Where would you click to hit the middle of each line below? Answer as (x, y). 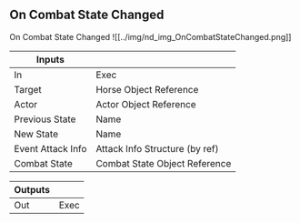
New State (36, 134)
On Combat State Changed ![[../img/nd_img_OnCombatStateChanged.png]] (150, 36)
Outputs (32, 189)
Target (28, 89)
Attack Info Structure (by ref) (157, 148)
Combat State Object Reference (163, 163)
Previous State (45, 119)
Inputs (50, 59)
